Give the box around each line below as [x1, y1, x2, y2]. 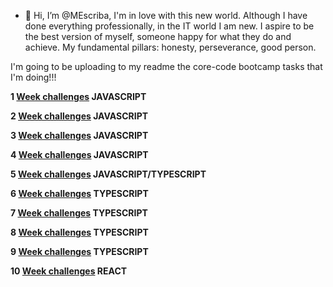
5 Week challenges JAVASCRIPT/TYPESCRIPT [10, 168, 207, 180]
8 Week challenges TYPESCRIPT [10, 226, 149, 238]
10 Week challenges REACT [10, 265, 128, 277]
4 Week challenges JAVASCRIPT [10, 149, 149, 160]
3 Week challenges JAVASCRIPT [10, 130, 149, 141]
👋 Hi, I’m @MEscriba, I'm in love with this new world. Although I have [24, 10, 308, 21]
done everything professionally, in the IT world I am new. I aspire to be [24, 20, 315, 32]
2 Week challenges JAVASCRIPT [10, 110, 149, 122]
